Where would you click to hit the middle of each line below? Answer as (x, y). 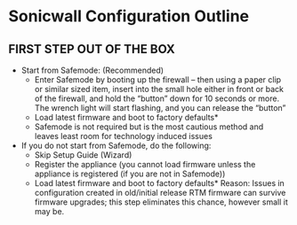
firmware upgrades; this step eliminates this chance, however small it (161, 202)
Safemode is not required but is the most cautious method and (149, 127)
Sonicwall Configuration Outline (129, 16)
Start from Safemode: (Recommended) (92, 70)
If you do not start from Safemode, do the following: (116, 145)
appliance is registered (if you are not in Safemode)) (130, 174)
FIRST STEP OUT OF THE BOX (92, 49)
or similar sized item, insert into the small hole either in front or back (159, 89)
